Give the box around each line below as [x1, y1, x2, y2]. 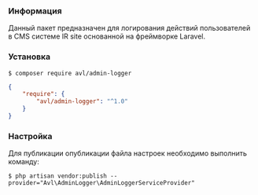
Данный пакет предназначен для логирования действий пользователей [8, 24, 251, 33]
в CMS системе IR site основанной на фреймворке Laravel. [8, 31, 206, 41]
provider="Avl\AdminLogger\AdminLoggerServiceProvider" [8, 179, 195, 187]
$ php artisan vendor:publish [8, 172, 108, 180]
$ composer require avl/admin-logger [8, 69, 132, 77]
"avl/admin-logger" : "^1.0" [36, 97, 128, 105]
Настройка [8, 131, 53, 142]
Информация [8, 6, 62, 17]
